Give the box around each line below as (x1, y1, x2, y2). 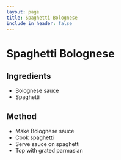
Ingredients (6, 71, 51, 81)
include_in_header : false (6, 20, 72, 26)
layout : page (6, 9, 40, 15)
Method (6, 111, 37, 122)
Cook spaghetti (15, 134, 54, 141)
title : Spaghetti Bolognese (6, 15, 78, 21)
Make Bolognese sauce (15, 128, 75, 135)
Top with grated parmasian (15, 147, 84, 155)
